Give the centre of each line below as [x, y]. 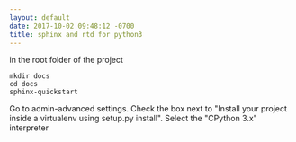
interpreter [29, 128]
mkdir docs [30, 76]
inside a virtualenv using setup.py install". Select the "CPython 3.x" [134, 119]
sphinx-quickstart [44, 92]
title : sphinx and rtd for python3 [76, 34]
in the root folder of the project [67, 60]
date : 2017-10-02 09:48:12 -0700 [72, 26]
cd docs [24, 84]
